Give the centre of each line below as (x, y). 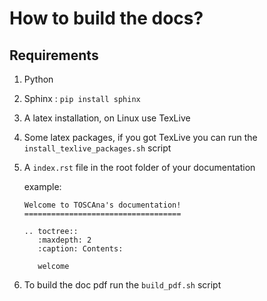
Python (38, 79)
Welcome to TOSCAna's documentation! (102, 205)
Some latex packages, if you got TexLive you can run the (140, 137)
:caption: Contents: (80, 249)
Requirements (54, 55)
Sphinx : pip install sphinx (82, 98)
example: (42, 186)
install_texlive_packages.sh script (97, 148)
